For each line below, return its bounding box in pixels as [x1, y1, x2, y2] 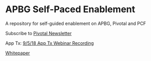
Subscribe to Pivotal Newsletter [5, 30, 72, 36]
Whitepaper [5, 50, 30, 56]
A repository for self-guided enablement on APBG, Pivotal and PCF [5, 20, 146, 26]
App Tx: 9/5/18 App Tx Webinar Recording [5, 40, 94, 46]
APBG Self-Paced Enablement [5, 4, 136, 15]
